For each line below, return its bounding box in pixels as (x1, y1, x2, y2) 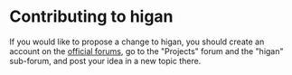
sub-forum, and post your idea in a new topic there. (9, 55, 202, 66)
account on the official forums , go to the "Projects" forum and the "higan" (9, 45, 284, 56)
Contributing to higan (9, 6, 174, 27)
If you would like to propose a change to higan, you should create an (9, 36, 265, 47)
